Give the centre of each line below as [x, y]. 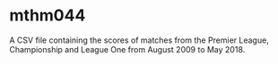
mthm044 [48, 16]
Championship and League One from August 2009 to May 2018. [127, 49]
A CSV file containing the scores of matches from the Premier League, [139, 40]
